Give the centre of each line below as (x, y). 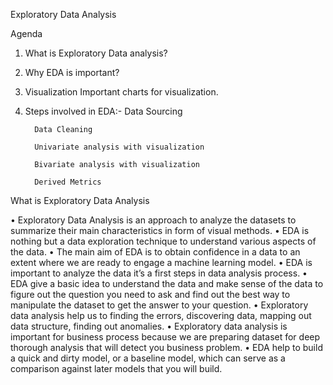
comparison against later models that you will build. (116, 368)
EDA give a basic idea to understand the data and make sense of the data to (167, 283)
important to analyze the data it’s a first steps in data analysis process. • (159, 273)
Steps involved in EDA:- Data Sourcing (103, 111)
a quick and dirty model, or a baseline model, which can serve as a (148, 358)
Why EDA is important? (72, 72)
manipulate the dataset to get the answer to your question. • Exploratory (159, 305)
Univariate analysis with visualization (119, 147)
